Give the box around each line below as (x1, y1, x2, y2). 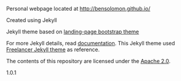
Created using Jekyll (6, 17, 57, 23)
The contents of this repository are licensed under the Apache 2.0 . (6, 58, 171, 64)
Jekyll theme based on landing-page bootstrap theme (6, 28, 140, 35)
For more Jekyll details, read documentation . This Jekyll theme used (6, 40, 176, 46)
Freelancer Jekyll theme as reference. (6, 46, 100, 53)
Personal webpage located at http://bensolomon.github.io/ (6, 5, 151, 12)
